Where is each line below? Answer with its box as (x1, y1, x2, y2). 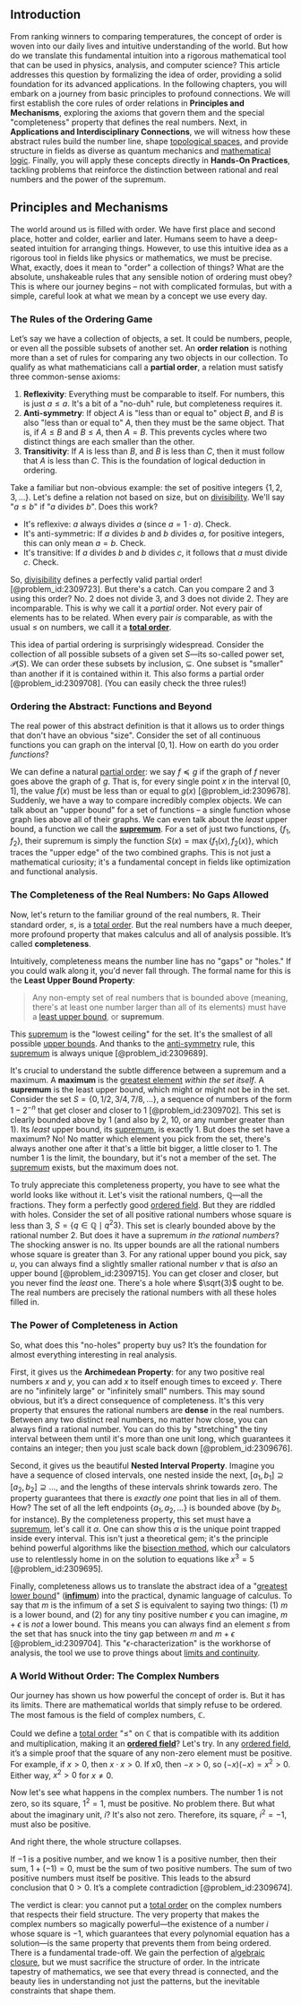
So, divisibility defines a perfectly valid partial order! (10, 574, 202, 585)
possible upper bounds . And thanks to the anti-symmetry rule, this (10, 1038, 255, 1049)
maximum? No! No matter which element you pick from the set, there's (10, 1133, 271, 1144)
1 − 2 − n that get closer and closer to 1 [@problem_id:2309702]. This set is (10, 1103, 281, 1115)
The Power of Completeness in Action (10, 1319, 178, 1332)
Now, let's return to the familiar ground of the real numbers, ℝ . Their (10, 909, 261, 920)
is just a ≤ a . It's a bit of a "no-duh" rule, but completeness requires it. (22, 398, 283, 409)
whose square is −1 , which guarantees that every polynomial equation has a (10, 1928, 290, 1939)
